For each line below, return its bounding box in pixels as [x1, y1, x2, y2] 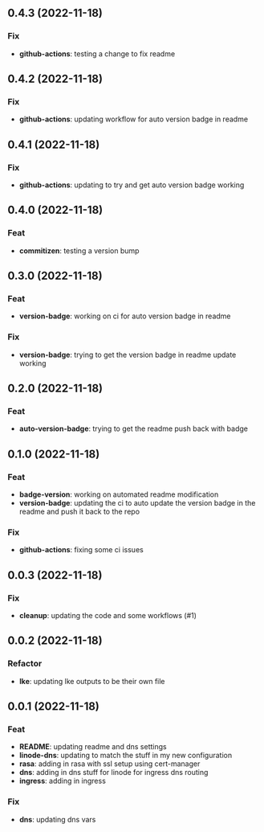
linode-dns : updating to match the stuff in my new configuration [18, 751, 233, 760]
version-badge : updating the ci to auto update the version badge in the [18, 498, 256, 508]
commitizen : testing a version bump [18, 245, 140, 256]
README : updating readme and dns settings [18, 742, 167, 752]
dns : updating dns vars [18, 814, 96, 824]
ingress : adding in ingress [18, 776, 106, 786]
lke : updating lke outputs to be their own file [18, 676, 165, 686]
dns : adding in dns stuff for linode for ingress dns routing [18, 768, 209, 777]
